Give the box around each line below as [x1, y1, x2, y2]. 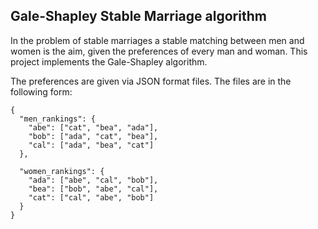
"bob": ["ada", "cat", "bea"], [28, 131, 159, 141]
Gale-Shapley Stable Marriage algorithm [10, 8, 267, 25]
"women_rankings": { [19, 166, 105, 176]
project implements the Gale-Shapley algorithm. [10, 55, 208, 68]
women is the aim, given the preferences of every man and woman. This [10, 45, 308, 57]
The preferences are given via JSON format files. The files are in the [10, 75, 292, 87]
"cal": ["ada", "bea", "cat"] [28, 140, 155, 150]
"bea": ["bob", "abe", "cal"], [28, 184, 159, 194]
